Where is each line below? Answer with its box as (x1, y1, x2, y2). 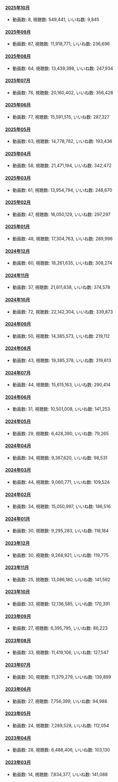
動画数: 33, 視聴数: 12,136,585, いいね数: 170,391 (12, 601, 110, 607)
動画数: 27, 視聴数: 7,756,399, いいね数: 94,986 (12, 698, 108, 704)
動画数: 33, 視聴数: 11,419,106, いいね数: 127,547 (12, 650, 109, 655)
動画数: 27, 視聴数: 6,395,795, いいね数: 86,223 (12, 625, 108, 631)
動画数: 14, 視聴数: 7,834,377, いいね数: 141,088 (12, 771, 108, 777)
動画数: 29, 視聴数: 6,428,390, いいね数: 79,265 (12, 430, 109, 436)
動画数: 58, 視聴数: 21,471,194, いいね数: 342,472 (12, 162, 112, 169)
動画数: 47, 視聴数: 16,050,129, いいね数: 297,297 (12, 211, 111, 217)
